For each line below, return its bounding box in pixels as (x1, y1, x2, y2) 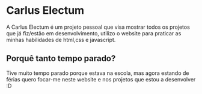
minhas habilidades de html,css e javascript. (6, 36, 116, 43)
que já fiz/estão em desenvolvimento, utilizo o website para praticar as (6, 29, 182, 37)
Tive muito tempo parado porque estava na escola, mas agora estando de (6, 69, 189, 77)
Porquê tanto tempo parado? (6, 53, 116, 63)
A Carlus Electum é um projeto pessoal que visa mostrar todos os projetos (6, 23, 191, 31)
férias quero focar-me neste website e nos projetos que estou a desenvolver (6, 75, 196, 83)
